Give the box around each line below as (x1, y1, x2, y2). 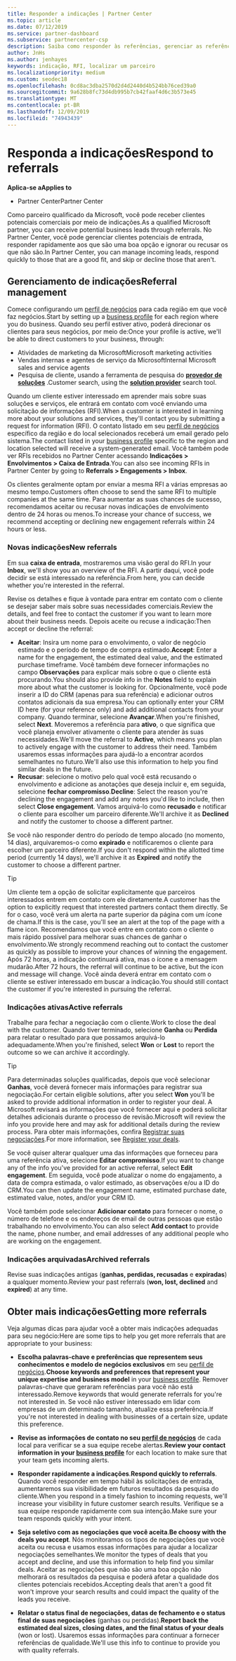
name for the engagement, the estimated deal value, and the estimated (17, 652, 223, 661)
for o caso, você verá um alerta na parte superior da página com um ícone (7, 910, 223, 919)
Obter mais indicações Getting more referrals (7, 1306, 207, 1318)
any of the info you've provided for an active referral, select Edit (7, 1163, 193, 1171)
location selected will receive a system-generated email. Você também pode (7, 444, 229, 453)
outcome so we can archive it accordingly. (7, 1048, 130, 1056)
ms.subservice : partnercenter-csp (7, 37, 109, 44)
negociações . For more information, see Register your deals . (7, 1135, 181, 1143)
